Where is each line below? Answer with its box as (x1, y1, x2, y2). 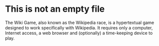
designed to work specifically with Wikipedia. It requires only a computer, (5, 24, 153, 30)
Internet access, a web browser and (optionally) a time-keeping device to (5, 30, 153, 36)
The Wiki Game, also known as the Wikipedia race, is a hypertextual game (5, 20, 155, 25)
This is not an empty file (5, 3, 105, 15)
